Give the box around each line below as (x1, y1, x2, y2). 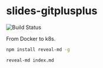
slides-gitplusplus (6, 4, 98, 18)
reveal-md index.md (6, 57, 54, 63)
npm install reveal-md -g (6, 46, 70, 53)
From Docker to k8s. (6, 35, 56, 42)
